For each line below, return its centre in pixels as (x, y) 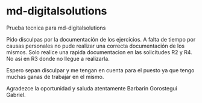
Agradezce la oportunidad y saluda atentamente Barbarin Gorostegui (92, 88)
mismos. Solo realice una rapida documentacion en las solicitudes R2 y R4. (99, 52)
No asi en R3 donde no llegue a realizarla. (58, 58)
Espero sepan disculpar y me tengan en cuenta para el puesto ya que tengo (100, 70)
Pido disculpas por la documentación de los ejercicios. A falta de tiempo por (101, 39)
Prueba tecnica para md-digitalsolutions (56, 28)
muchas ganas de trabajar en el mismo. (55, 76)
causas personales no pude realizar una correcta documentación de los (96, 46)
